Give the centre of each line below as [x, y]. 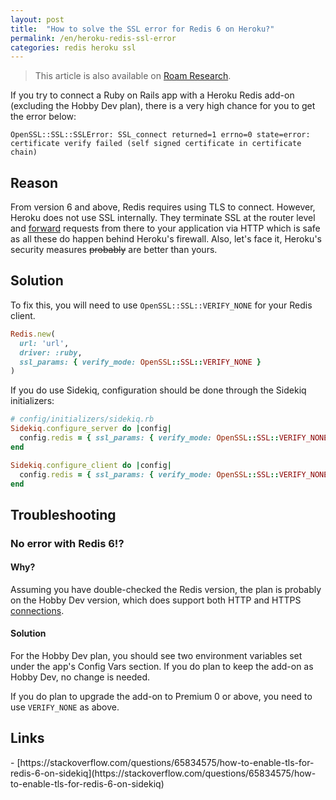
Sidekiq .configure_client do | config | [91, 465]
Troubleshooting [63, 514]
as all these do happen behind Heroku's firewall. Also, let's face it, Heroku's [166, 239]
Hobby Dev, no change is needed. [80, 677]
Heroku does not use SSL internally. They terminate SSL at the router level [163, 218]
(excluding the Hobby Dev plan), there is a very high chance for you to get [163, 106]
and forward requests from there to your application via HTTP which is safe [165, 228]
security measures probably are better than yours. [114, 250]
